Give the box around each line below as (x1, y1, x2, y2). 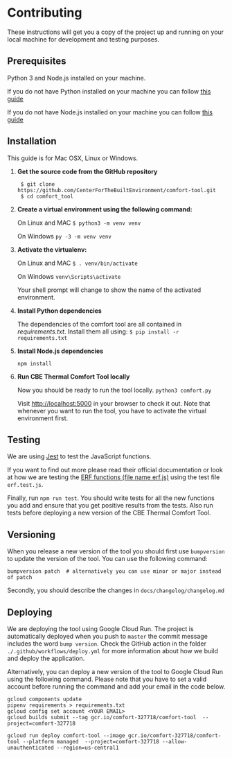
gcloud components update (7, 696, 82, 703)
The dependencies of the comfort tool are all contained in (17, 320, 182, 328)
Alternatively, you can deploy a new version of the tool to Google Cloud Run (7, 668, 224, 675)
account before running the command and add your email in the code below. (7, 682, 226, 691)
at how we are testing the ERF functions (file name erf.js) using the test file (7, 473, 220, 481)
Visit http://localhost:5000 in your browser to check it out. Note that (17, 399, 211, 407)
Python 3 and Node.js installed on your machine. (7, 74, 146, 82)
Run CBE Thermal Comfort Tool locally (17, 372, 130, 381)
